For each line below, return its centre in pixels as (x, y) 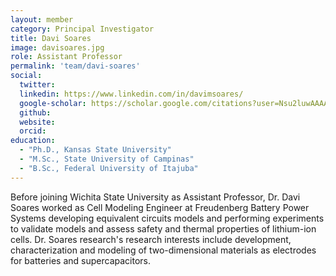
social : (26, 76)
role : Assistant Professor (66, 57)
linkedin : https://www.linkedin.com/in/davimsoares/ (131, 94)
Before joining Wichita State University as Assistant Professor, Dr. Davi (155, 197)
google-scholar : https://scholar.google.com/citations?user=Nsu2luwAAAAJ (176, 103)
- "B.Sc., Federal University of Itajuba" (109, 168)
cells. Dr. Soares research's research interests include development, (151, 239)
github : (35, 112)
